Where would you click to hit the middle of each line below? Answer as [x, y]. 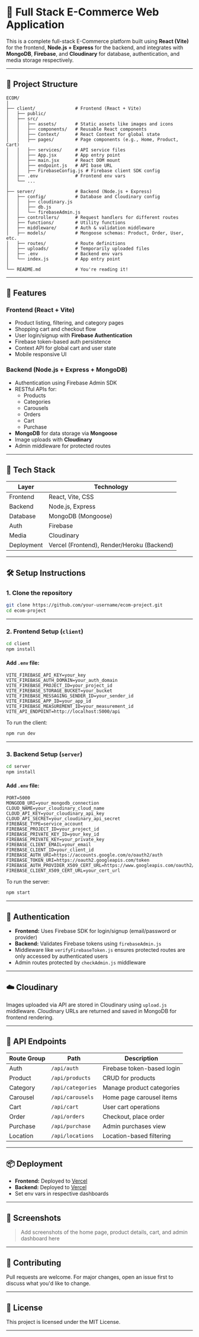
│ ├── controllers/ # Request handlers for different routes [92, 217]
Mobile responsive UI [41, 354]
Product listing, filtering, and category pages [69, 323]
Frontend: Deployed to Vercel [51, 1181]
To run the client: [27, 723]
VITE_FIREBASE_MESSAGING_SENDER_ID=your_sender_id [70, 696]
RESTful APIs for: [36, 389]
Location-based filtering [137, 1136]
